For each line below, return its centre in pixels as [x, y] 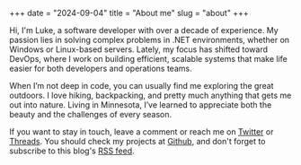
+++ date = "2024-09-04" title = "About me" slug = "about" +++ [129, 13]
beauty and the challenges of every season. [91, 114]
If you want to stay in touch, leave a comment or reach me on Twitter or [142, 132]
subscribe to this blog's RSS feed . [72, 151]
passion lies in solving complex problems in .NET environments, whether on [150, 40]
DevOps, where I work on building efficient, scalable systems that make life [148, 59]
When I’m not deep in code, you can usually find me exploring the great [142, 86]
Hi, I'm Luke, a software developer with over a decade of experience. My [144, 30]
